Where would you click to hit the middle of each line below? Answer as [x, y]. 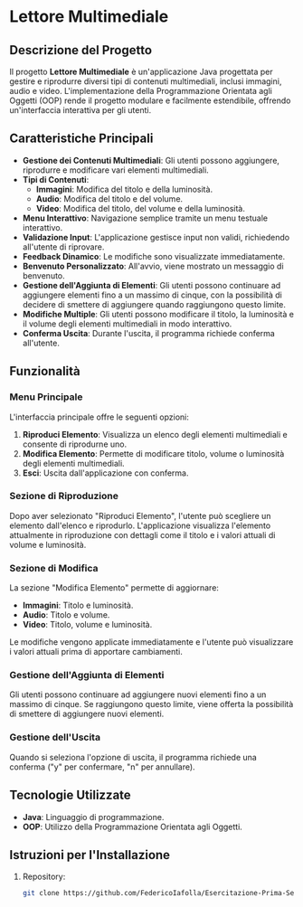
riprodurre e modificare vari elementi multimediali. [116, 170]
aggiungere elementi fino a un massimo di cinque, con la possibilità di [152, 295]
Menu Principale [46, 397]
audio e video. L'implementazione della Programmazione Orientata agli [141, 91]
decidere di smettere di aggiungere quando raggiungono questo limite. [154, 304]
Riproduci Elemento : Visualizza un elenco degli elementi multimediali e [155, 434]
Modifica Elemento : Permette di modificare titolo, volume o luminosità [153, 453]
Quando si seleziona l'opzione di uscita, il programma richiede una [133, 757]
